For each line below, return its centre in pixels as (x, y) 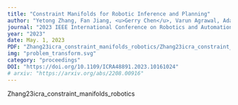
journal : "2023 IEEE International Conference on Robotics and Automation (120, 27)
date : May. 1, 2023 (36, 40)
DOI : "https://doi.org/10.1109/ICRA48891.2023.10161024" (93, 67)
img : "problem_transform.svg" (52, 54)
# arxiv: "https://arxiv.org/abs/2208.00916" (75, 73)
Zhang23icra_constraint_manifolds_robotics (71, 94)
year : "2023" (27, 34)
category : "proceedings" (44, 60)
